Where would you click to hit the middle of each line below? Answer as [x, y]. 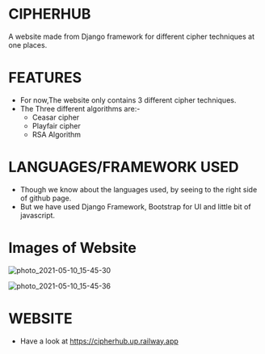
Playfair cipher [56, 125]
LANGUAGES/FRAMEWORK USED [124, 167]
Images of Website [73, 248]
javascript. [37, 215]
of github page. [46, 198]
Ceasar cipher [56, 117]
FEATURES [45, 78]
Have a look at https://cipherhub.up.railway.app [99, 341]
